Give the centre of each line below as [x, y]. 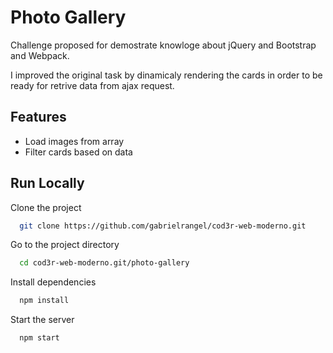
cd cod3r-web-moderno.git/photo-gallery [104, 263]
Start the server [42, 320]
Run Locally [47, 183]
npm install [44, 301]
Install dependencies [53, 282]
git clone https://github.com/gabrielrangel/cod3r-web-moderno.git [163, 226]
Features [38, 117]
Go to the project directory [65, 245]
